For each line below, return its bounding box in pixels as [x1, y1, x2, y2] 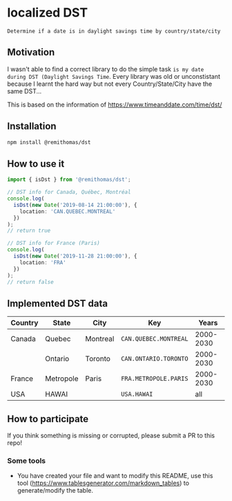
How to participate [7, 413, 89, 425]
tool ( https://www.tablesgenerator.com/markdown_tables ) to [17, 479, 190, 487]
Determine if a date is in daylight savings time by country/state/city [7, 28, 221, 35]
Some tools [7, 455, 46, 465]
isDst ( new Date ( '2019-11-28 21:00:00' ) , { [13, 253, 137, 259]
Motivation [7, 46, 55, 58]
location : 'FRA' [19, 259, 67, 266]
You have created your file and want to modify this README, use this [17, 472, 213, 480]
